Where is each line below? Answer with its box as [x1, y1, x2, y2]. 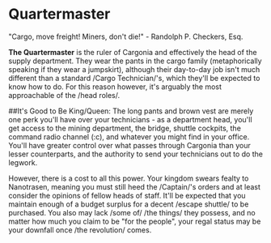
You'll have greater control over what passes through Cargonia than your [8, 140, 251, 150]
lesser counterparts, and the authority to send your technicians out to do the [8, 149, 263, 159]
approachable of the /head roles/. [8, 90, 121, 100]
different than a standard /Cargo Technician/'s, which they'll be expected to [8, 73, 260, 83]
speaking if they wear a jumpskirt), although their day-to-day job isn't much [8, 64, 260, 74]
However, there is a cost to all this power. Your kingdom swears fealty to [8, 173, 249, 183]
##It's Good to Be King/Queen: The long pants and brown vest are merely [8, 106, 254, 116]
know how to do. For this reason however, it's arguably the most [8, 82, 222, 92]
